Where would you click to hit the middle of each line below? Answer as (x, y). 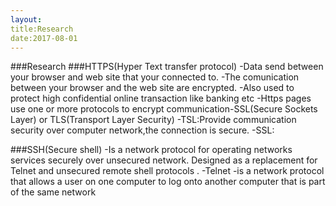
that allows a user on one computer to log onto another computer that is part (168, 182)
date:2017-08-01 (44, 38)
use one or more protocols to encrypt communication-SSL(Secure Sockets (164, 109)
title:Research (42, 29)
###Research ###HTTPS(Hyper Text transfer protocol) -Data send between (167, 67)
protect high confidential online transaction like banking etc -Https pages (161, 98)
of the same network (53, 192)
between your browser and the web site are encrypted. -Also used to (152, 88)
